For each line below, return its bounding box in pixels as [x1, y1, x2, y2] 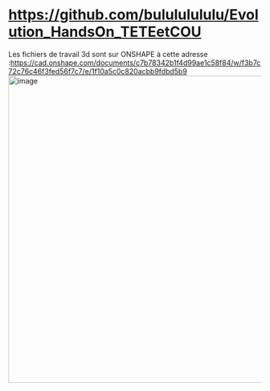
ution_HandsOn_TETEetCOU [8, 23, 202, 41]
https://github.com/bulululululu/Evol [8, 6, 259, 24]
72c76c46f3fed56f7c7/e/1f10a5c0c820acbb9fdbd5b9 [8, 66, 187, 76]
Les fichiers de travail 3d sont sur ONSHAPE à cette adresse [8, 49, 208, 59]
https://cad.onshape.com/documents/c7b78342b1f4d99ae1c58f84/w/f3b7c [10, 58, 261, 68]
